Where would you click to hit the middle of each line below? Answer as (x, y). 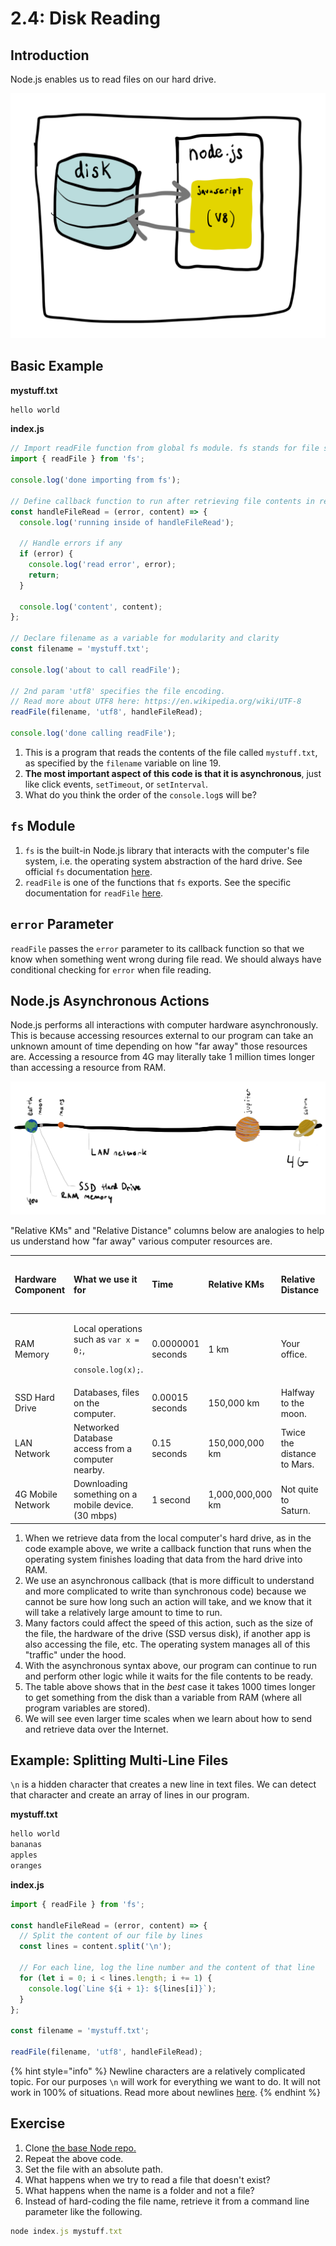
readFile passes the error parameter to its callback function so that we (157, 948)
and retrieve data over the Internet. (96, 1729)
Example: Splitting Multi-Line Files (119, 1760)
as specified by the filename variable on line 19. (123, 763)
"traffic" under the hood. (75, 1654)
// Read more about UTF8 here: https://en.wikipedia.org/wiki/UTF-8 (156, 702)
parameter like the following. (83, 2211)
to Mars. (297, 1464)
